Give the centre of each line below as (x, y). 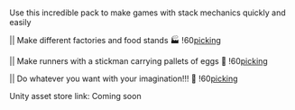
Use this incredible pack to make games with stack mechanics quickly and (147, 13)
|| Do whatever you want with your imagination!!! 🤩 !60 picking (124, 78)
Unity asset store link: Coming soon (75, 96)
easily (20, 22)
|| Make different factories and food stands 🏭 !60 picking (115, 40)
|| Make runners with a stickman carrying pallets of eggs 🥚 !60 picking (138, 61)
